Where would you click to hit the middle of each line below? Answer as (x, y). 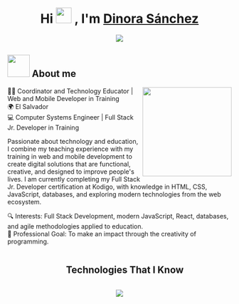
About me (54, 74)
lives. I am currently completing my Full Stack (74, 179)
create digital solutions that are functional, (69, 164)
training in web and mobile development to (70, 156)
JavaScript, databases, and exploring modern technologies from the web (115, 194)
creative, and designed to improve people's (71, 172)
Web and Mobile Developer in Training (63, 98)
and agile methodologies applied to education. (75, 226)
